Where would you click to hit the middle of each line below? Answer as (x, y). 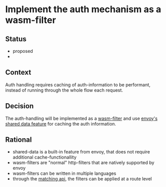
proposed (23, 51)
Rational (19, 140)
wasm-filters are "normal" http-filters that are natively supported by (84, 163)
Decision (20, 106)
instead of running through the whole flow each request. (64, 90)
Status (16, 39)
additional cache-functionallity (45, 157)
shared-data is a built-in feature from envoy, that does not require (81, 152)
